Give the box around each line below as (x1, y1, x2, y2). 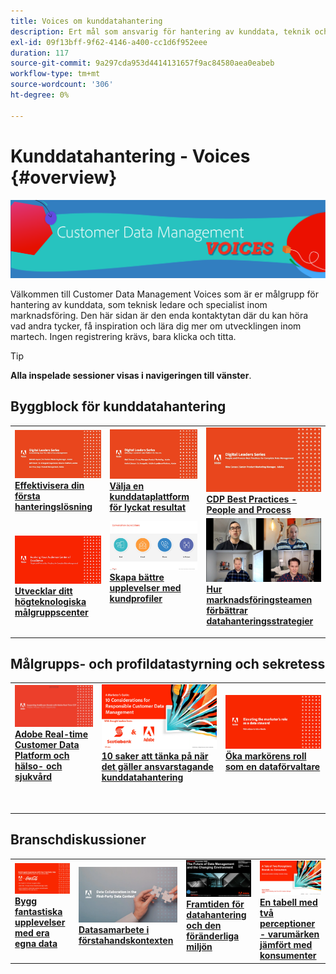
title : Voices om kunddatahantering (10, 16, 163, 26)
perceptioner (259, 917, 316, 929)
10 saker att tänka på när (101, 750, 209, 762)
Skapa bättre (109, 571, 165, 584)
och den (186, 920, 222, 932)
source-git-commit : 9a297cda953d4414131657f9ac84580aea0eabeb (10, 58, 275, 69)
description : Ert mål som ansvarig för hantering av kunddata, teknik (10, 26, 311, 37)
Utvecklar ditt (14, 585, 73, 597)
